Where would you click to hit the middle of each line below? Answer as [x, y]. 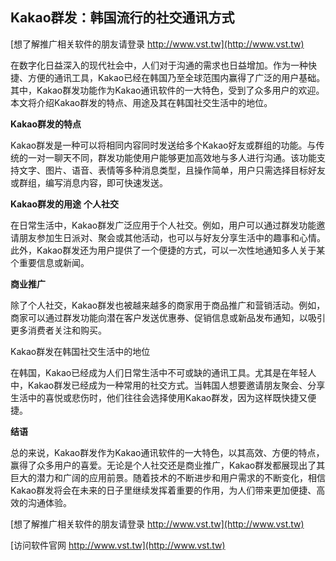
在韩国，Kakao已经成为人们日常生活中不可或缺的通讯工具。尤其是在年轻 [159, 372]
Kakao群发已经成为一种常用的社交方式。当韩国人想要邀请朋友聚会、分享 [176, 385]
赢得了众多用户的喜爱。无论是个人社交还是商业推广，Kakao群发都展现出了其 [168, 465]
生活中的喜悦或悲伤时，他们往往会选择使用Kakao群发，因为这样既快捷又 [159, 397]
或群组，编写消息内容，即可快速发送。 [89, 182]
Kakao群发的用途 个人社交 [64, 204]
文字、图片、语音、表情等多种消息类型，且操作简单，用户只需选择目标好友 [172, 170]
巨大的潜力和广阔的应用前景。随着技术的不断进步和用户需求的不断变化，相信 [168, 477]
